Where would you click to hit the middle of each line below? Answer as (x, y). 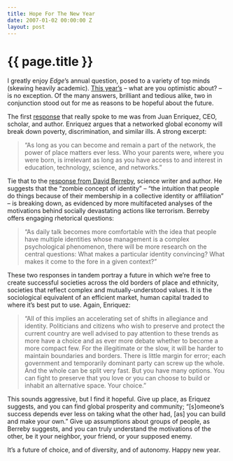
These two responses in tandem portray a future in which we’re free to (109, 275)
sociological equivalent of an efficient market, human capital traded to (108, 298)
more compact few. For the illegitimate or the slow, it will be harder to (124, 348)
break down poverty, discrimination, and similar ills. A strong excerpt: (107, 132)
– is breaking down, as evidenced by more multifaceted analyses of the (110, 203)
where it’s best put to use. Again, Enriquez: (69, 305)
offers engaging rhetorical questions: (61, 219)
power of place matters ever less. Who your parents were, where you (124, 153)
